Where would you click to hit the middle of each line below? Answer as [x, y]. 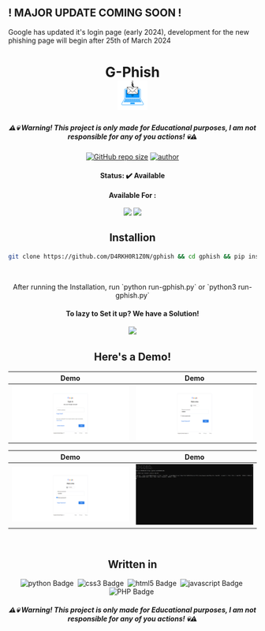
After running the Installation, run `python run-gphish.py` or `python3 [125, 287]
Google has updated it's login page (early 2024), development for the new [129, 32]
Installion [132, 237]
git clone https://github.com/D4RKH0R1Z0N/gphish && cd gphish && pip [127, 257]
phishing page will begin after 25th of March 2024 [90, 40]
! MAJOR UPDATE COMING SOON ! [95, 13]
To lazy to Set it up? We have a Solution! [132, 313]
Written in [132, 564]
